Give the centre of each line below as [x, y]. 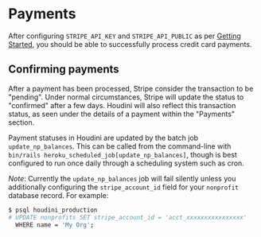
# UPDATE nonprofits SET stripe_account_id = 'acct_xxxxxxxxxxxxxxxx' [128, 217]
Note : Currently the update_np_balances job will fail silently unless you [122, 178]
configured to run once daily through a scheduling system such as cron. [126, 163]
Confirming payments [64, 70]
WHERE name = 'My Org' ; [55, 225]
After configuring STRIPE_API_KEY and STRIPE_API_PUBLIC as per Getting [125, 36]
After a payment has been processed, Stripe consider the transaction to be [131, 88]
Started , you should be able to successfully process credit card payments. [130, 44]
